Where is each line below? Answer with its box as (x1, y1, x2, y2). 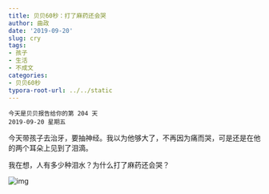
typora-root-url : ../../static (8, 86, 113, 95)
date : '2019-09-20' (8, 26, 74, 34)
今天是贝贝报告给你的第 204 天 (8, 110, 98, 118)
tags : (8, 42, 26, 50)
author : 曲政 (8, 19, 50, 27)
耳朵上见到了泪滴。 (29, 143, 93, 153)
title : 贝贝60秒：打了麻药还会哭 (8, 11, 106, 20)
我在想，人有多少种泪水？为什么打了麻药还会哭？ (8, 160, 170, 170)
